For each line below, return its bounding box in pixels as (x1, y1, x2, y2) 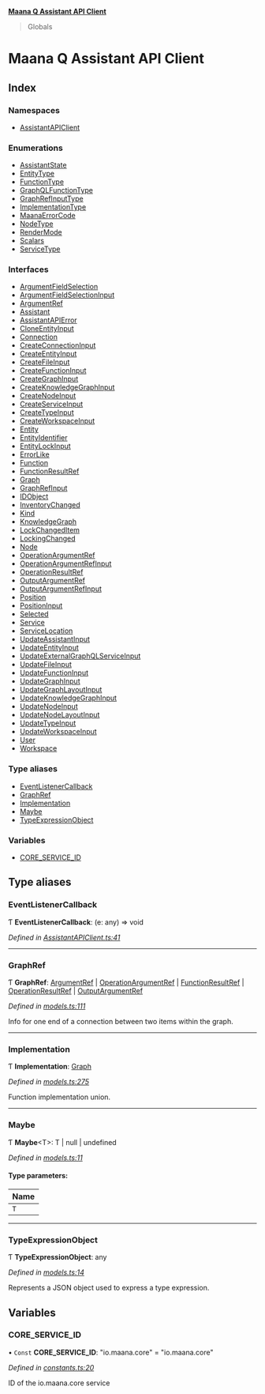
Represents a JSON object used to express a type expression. (8, 1283, 210, 1293)
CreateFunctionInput (19, 366, 87, 375)
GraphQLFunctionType (19, 186, 93, 195)
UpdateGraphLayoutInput (19, 685, 103, 695)
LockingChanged (19, 533, 76, 544)
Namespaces (8, 104, 61, 115)
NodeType (19, 219, 54, 228)
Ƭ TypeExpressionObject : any (8, 1253, 107, 1262)
